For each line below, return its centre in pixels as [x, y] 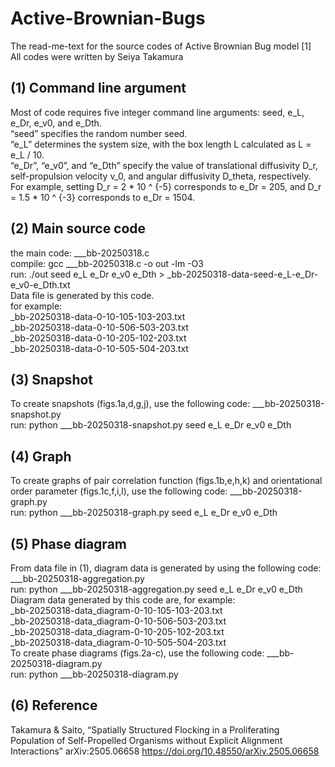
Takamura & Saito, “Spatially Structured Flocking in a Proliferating [145, 729]
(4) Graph [41, 456]
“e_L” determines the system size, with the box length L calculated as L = [161, 144]
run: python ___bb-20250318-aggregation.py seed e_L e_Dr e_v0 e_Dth [156, 589]
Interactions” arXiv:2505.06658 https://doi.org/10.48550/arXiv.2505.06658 [165, 751]
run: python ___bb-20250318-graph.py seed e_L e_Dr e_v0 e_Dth [144, 513]
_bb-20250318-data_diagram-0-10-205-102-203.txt [117, 631]
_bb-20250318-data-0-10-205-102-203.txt [98, 338]
